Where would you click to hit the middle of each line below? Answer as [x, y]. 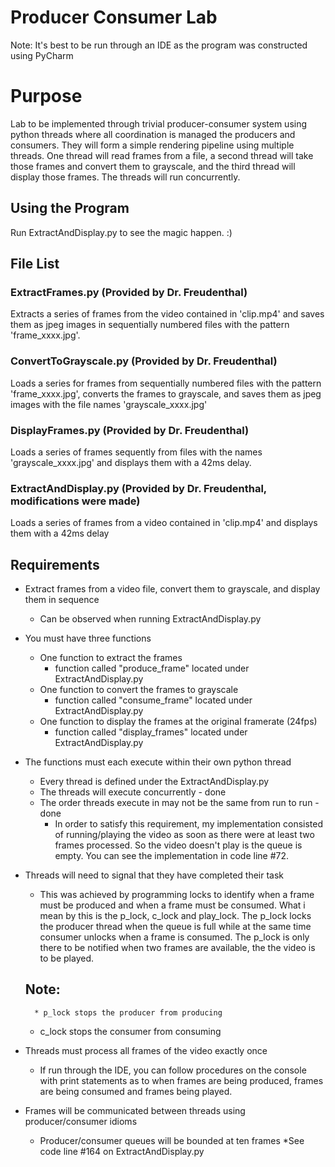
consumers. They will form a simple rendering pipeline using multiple [152, 145]
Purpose [46, 96]
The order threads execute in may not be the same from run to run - [179, 803]
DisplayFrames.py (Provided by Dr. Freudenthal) [130, 430]
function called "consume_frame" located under [153, 700]
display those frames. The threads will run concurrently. [125, 177]
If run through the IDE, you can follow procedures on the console [173, 1070]
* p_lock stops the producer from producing [128, 1012]
